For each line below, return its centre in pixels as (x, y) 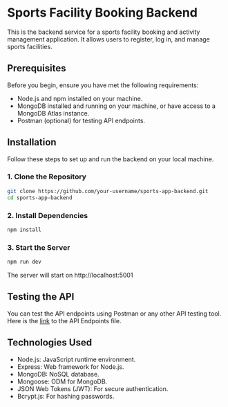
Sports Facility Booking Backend (103, 13)
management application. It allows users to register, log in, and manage (108, 39)
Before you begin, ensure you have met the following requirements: (103, 85)
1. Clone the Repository (47, 177)
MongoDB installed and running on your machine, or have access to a (116, 106)
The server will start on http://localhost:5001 (70, 275)
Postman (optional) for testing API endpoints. (81, 120)
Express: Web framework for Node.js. (70, 367)
